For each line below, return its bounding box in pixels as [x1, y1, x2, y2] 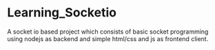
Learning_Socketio [7, 5, 117, 21]
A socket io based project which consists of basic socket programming [7, 27, 209, 36]
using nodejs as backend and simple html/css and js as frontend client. [7, 34, 209, 42]
